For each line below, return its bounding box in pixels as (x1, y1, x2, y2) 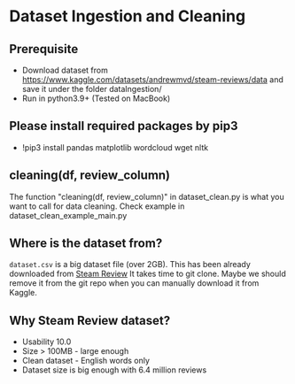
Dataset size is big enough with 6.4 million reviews (21, 365, 207, 375)
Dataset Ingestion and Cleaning (9, 6, 246, 27)
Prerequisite (9, 42, 79, 57)
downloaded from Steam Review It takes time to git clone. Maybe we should (9, 268, 286, 280)
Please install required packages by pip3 (9, 119, 238, 134)
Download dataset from (21, 65, 108, 75)
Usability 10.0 (21, 336, 72, 347)
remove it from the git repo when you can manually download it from (9, 278, 260, 288)
